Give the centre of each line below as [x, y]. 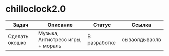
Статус [102, 25]
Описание [60, 25]
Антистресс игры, [60, 39]
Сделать [18, 36]
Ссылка [142, 25]
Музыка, [48, 33]
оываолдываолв [141, 39]
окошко [17, 42]
